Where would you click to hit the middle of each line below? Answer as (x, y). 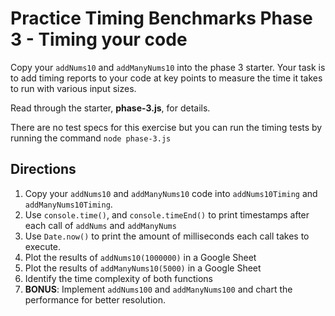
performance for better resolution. (95, 299)
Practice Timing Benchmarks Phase (161, 18)
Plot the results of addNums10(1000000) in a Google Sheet (140, 257)
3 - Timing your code (99, 39)
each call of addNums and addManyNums (100, 225)
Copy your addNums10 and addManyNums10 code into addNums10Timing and (171, 193)
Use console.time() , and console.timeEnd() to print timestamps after (167, 214)
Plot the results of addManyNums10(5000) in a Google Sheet (143, 268)
